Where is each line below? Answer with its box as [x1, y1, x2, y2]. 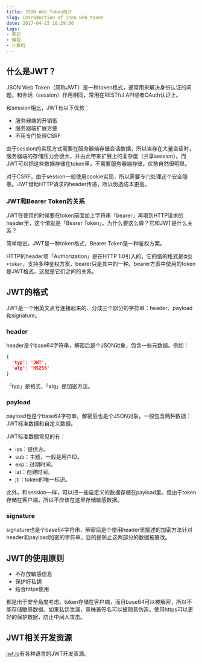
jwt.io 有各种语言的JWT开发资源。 [6, 650, 90, 657]
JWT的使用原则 [6, 553, 65, 563]
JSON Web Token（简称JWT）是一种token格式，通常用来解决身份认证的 [6, 83, 187, 91]
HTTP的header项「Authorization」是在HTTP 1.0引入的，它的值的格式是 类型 [6, 252, 193, 260]
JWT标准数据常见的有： [6, 433, 66, 440]
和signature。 [6, 312, 40, 319]
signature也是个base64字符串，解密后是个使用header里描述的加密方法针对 [6, 526, 193, 534]
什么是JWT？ [6, 66, 57, 77]
